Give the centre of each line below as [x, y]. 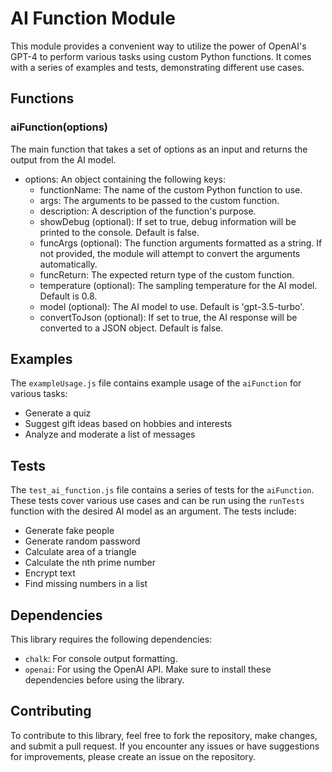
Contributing [51, 711]
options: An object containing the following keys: [125, 179]
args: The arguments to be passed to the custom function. [159, 200]
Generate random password [82, 541]
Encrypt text [50, 573]
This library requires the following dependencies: [111, 639]
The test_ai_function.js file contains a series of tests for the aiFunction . [162, 490]
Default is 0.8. [68, 296]
